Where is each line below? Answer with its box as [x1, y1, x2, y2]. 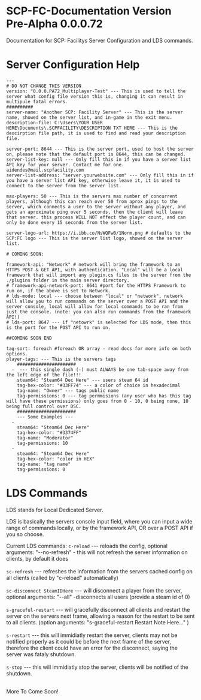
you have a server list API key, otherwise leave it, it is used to [6, 177, 181, 184]
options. [6, 351, 28, 357]
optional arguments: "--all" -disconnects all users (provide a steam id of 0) [6, 593, 190, 600]
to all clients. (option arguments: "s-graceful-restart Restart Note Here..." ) [6, 618, 190, 626]
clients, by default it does [6, 555, 69, 562]
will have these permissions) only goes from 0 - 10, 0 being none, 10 [6, 398, 188, 404]
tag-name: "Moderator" [17, 435, 74, 441]
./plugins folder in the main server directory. [6, 277, 130, 283]
